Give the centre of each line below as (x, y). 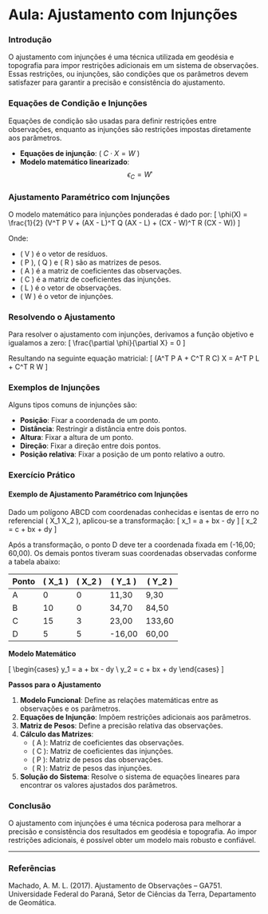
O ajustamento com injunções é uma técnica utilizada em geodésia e (121, 57)
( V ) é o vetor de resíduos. (64, 253)
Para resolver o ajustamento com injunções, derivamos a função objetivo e (131, 334)
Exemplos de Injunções (54, 388)
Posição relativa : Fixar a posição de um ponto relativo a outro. (122, 454)
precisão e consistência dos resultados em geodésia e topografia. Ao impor (133, 831)
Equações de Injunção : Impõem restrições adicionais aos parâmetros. (135, 716)
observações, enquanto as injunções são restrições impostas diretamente (130, 129)
